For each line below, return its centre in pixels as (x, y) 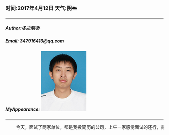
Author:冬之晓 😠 (22, 28)
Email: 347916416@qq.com (35, 41)
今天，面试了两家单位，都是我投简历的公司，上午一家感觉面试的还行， (89, 127)
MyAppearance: (23, 109)
